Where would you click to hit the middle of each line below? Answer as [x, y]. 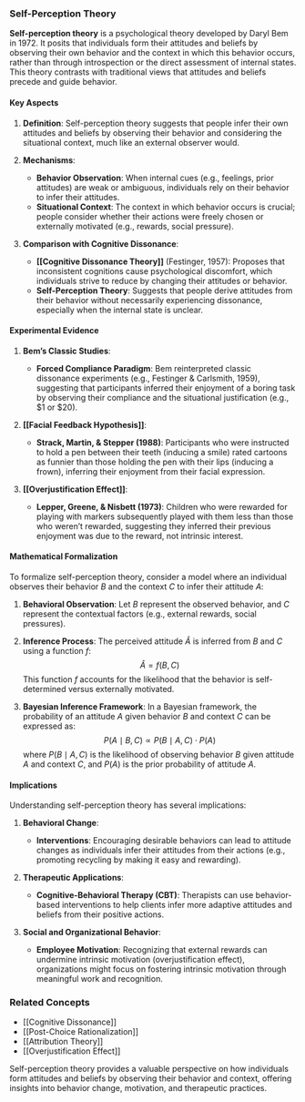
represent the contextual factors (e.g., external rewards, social [139, 614]
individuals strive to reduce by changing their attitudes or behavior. [162, 281]
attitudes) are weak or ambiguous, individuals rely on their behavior [163, 187]
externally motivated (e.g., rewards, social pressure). [135, 226]
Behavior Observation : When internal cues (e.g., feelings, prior [155, 178]
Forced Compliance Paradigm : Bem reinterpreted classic [144, 368]
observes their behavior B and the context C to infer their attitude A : [137, 587]
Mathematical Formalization [64, 556]
